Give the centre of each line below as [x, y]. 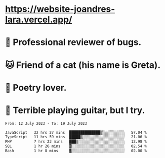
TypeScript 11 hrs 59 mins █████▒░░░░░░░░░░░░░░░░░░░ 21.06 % [76, 137]
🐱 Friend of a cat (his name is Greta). [83, 65]
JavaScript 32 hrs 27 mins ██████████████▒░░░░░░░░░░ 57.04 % [76, 132]
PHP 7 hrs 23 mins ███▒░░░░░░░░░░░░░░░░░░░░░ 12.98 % [76, 142]
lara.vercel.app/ [39, 20]
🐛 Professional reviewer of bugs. [73, 42]
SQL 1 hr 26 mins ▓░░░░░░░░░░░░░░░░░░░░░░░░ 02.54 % [76, 146]
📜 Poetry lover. [36, 87]
